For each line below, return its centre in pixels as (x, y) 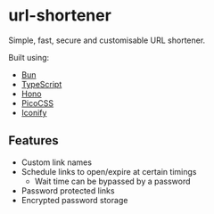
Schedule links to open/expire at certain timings (109, 171)
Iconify (34, 112)
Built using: (29, 57)
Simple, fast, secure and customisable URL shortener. (107, 40)
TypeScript (41, 84)
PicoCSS (37, 103)
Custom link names (57, 162)
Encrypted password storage (74, 200)
